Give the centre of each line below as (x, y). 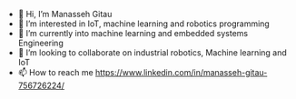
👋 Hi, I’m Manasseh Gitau (65, 14)
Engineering (40, 43)
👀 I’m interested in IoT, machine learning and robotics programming (143, 24)
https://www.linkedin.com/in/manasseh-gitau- (181, 72)
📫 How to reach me (55, 72)
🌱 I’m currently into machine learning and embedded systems (133, 33)
